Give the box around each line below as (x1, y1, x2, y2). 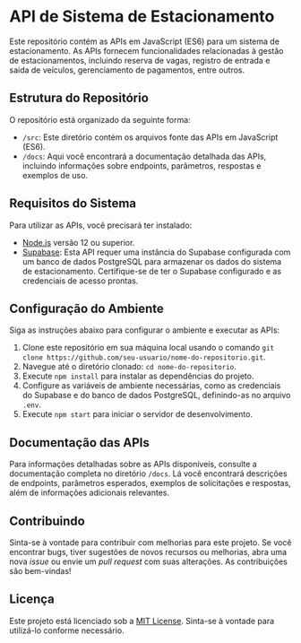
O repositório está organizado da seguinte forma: (9, 114, 191, 125)
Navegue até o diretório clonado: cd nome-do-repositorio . (21, 361, 236, 372)
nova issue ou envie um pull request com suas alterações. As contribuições (9, 556, 288, 567)
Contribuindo (9, 513, 85, 528)
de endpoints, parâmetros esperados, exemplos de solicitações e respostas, (9, 478, 291, 489)
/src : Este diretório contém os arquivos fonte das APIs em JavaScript (21, 132, 279, 143)
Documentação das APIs (9, 435, 150, 450)
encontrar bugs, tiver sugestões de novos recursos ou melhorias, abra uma (9, 547, 288, 557)
